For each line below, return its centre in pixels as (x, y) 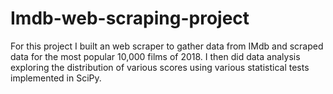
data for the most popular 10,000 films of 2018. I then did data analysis (155, 56)
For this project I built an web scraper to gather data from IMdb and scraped (167, 46)
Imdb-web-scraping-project (130, 18)
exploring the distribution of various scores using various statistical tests (160, 67)
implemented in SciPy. (56, 78)
